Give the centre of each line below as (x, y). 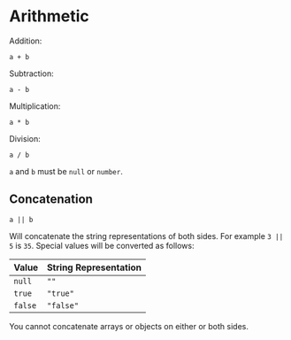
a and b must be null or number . (66, 171)
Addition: (26, 41)
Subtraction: (32, 73)
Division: (25, 138)
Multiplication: (35, 106)
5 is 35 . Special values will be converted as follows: (102, 245)
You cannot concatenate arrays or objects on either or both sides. (129, 326)
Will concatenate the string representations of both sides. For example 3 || (146, 236)
